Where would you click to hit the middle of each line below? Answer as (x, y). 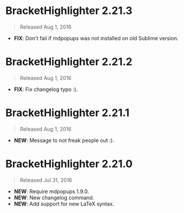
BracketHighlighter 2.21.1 (67, 113)
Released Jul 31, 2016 (46, 180)
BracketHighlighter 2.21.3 (69, 11)
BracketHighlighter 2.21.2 (69, 62)
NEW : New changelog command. (54, 197)
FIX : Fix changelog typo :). (46, 89)
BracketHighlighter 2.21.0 (69, 164)
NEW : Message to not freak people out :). (64, 140)
